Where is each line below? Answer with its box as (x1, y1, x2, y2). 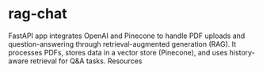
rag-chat (8, 5, 67, 23)
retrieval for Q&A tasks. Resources (30, 56, 143, 66)
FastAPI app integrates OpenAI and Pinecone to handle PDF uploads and (8, 31, 246, 40)
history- (229, 47, 255, 57)
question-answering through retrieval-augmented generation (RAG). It (8, 39, 237, 48)
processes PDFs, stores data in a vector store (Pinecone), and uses (8, 47, 228, 57)
